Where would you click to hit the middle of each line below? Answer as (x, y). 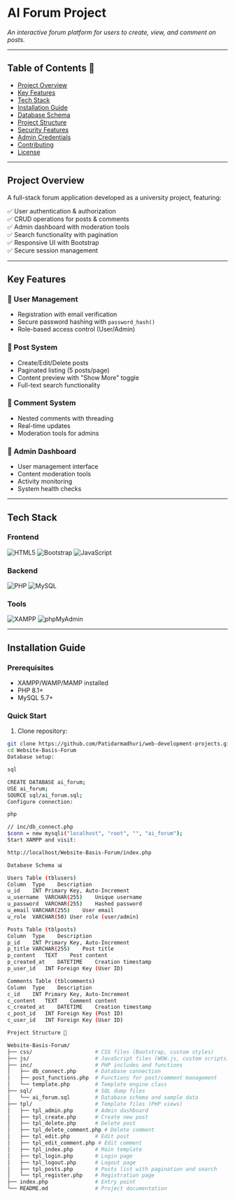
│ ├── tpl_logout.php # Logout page (72, 1163)
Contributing (35, 144)
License (29, 152)
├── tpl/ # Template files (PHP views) (95, 1104)
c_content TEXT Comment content (62, 1001)
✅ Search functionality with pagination (63, 234)
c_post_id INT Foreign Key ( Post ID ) (65, 1014)
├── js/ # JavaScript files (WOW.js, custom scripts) (119, 1058)
